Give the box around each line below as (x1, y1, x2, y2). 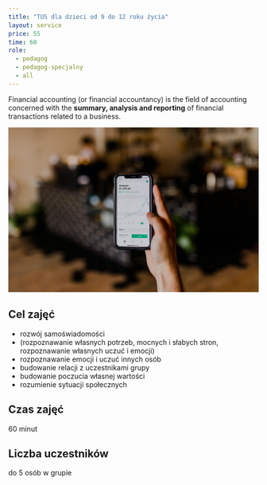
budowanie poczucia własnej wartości (19, 371, 145, 381)
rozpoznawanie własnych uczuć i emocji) (19, 346, 155, 355)
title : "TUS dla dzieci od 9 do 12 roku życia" (8, 13, 169, 21)
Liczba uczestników (8, 447, 109, 460)
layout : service (8, 21, 62, 29)
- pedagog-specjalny (15, 64, 83, 72)
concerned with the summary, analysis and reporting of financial (8, 103, 224, 112)
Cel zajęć (8, 307, 56, 322)
